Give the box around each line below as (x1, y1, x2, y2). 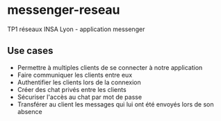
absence (17, 107, 43, 115)
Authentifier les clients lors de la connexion (17, 78, 141, 86)
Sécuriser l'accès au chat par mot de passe (17, 93, 142, 101)
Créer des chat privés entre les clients (17, 85, 126, 93)
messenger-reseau (7, 2, 120, 18)
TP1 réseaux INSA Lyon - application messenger (7, 25, 145, 33)
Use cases (7, 45, 54, 57)
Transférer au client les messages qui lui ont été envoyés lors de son (17, 100, 214, 109)
